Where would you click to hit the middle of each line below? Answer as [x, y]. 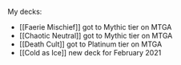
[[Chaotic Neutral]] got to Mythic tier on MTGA [96, 36]
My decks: [25, 12]
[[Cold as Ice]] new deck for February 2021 [90, 53]
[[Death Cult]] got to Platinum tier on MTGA [90, 44]
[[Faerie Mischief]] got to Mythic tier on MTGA [95, 27]
